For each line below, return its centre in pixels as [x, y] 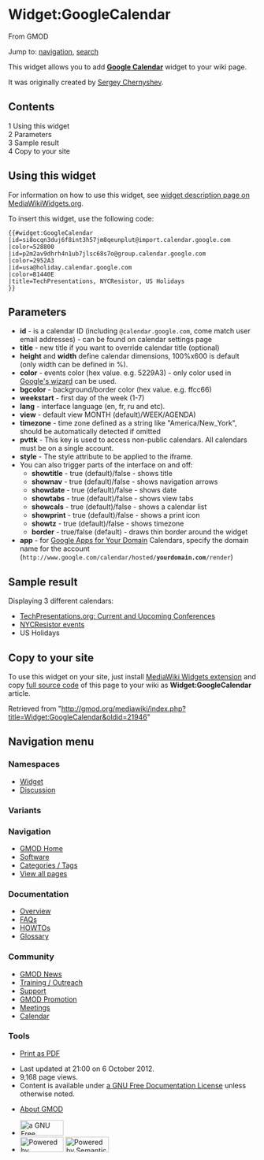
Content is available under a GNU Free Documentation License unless [133, 1085]
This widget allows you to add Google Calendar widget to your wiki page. [128, 67]
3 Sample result [33, 143]
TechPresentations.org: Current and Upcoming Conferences [117, 616]
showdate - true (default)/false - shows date [104, 490]
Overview [35, 911]
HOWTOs [35, 928]
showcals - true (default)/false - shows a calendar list [119, 507]
